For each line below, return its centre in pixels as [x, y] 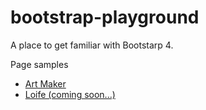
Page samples [39, 64]
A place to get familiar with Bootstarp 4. [92, 45]
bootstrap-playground [105, 17]
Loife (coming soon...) [70, 94]
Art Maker [45, 83]
